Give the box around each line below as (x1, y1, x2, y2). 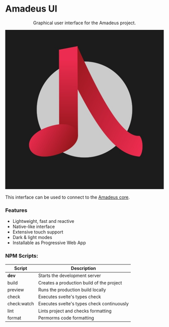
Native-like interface (12, 223, 55, 230)
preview (7, 287, 24, 293)
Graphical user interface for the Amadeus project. (33, 20, 136, 26)
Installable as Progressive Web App (12, 240, 87, 246)
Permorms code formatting (38, 314, 95, 321)
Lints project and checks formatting (38, 308, 112, 314)
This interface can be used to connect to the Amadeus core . (5, 194, 130, 200)
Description (71, 265, 97, 271)
